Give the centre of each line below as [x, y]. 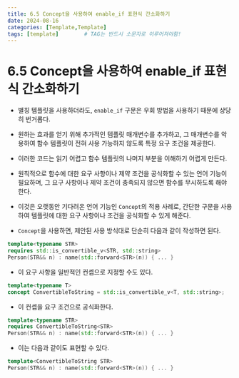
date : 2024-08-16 [33, 21]
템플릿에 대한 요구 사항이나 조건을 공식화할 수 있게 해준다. [111, 215]
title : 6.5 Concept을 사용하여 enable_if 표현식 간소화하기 [89, 14]
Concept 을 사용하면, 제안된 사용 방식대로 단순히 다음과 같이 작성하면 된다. [119, 231]
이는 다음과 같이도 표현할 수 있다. [63, 348]
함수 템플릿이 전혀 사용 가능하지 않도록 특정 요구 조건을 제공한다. [126, 143]
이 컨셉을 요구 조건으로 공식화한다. [65, 307]
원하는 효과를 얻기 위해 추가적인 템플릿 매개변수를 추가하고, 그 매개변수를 [118, 134]
